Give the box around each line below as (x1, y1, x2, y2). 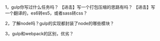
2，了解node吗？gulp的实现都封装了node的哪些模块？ (5, 21, 114, 26)
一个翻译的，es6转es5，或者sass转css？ (5, 10, 88, 16)
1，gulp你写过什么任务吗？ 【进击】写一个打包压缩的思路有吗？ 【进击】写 (5, 4, 156, 10)
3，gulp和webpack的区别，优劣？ (5, 31, 74, 36)
